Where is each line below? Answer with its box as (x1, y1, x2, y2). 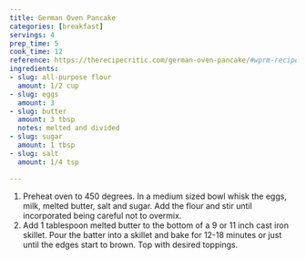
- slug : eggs (9, 89, 59, 98)
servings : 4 (9, 30, 55, 39)
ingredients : (9, 65, 59, 74)
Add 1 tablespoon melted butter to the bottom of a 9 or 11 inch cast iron (22, 220, 290, 231)
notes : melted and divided (17, 124, 120, 133)
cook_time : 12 (9, 47, 64, 57)
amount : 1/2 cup (17, 81, 79, 90)
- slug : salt (9, 149, 59, 158)
